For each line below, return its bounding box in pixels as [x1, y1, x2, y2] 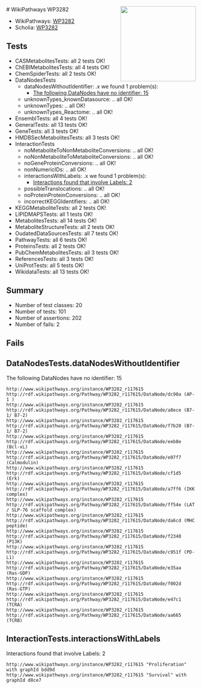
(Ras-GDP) [6, 570, 31, 576]
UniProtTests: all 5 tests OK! [14, 262, 84, 269]
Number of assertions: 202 [14, 314, 82, 321]
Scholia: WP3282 [14, 24, 58, 31]
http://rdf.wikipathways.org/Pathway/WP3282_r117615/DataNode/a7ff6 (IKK [6, 486, 195, 492]
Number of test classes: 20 [14, 301, 82, 308]
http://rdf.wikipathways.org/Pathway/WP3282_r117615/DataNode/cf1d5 [6, 470, 182, 476]
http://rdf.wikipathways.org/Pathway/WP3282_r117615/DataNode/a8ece [6, 407, 182, 413]
